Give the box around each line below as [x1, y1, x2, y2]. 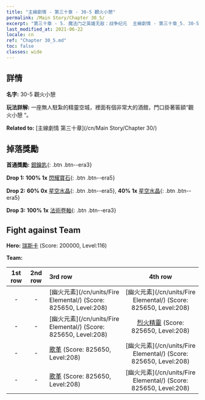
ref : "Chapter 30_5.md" [6, 37, 67, 43]
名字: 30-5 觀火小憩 [6, 90, 56, 98]
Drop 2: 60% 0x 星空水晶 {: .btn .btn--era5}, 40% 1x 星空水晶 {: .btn [6, 187, 176, 195]
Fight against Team [6, 225, 81, 235]
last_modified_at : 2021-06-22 [6, 26, 84, 32]
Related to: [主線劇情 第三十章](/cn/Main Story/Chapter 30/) [6, 124, 157, 132]
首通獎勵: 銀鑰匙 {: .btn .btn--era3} [6, 161, 93, 168]
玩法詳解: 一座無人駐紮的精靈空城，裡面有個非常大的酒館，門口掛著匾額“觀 [6, 104, 194, 111]
